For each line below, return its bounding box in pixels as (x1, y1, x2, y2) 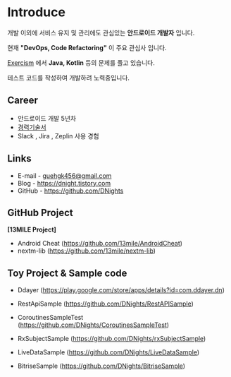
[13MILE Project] (7, 225, 56, 234)
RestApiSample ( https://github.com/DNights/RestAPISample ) (17, 299, 194, 308)
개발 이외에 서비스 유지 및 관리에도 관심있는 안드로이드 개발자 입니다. (7, 28, 195, 37)
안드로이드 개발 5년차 (17, 114, 76, 122)
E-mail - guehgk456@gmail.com (17, 171, 112, 180)
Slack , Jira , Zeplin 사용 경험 (17, 131, 100, 140)
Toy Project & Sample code (7, 267, 127, 279)
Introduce (7, 4, 65, 20)
